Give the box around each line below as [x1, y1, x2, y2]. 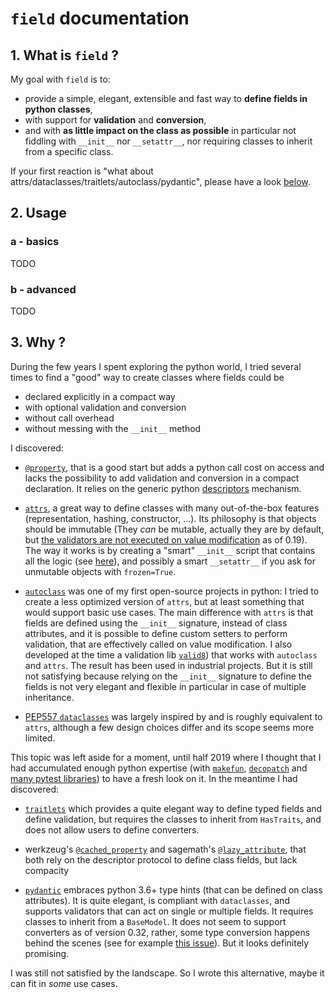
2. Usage [10, 205, 67, 222]
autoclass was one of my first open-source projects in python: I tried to [24, 585, 320, 597]
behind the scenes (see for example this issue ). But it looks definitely [24, 937, 310, 949]
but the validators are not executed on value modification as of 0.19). [24, 533, 308, 546]
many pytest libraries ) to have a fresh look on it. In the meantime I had [10, 772, 298, 784]
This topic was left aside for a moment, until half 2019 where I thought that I [10, 751, 322, 763]
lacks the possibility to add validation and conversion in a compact [24, 472, 300, 484]
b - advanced [10, 282, 77, 296]
